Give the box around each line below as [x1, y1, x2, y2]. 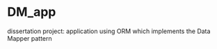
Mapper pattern [7, 34, 52, 42]
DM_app [7, 4, 56, 20]
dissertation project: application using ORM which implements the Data [7, 27, 211, 35]
